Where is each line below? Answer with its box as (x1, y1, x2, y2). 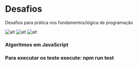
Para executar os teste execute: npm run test (5, 54, 114, 61)
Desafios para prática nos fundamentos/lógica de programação (5, 20, 133, 25)
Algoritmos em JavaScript (5, 41, 69, 48)
